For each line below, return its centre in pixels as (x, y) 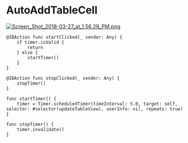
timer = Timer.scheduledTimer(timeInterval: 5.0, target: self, (97, 104)
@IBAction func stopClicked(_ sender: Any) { (63, 78)
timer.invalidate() (41, 130)
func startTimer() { (32, 98)
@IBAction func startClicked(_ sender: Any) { (64, 37)
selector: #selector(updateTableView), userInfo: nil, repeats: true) (95, 109)
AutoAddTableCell (52, 10)
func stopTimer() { (30, 124)
